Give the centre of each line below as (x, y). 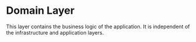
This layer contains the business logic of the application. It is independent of (98, 26)
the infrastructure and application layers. (55, 32)
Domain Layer (40, 11)
